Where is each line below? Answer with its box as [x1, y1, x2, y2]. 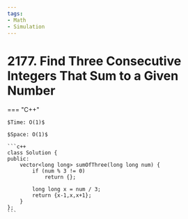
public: [7, 156, 30, 163]
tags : [7, 10, 23, 17]
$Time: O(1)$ [7, 119, 45, 126]
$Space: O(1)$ [7, 131, 49, 138]
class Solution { [7, 149, 58, 156]
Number [7, 83, 56, 98]
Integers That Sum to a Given [7, 67, 179, 83]
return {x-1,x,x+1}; [32, 192, 92, 199]
